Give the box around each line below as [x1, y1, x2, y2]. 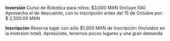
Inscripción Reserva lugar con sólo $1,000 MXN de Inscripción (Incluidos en [5, 25, 165, 31]
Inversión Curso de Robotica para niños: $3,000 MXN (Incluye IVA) [5, 5, 146, 10]
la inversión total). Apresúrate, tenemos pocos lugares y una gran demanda [5, 30, 163, 36]
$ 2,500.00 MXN [5, 15, 40, 21]
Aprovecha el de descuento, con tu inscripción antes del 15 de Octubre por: [5, 10, 163, 16]
